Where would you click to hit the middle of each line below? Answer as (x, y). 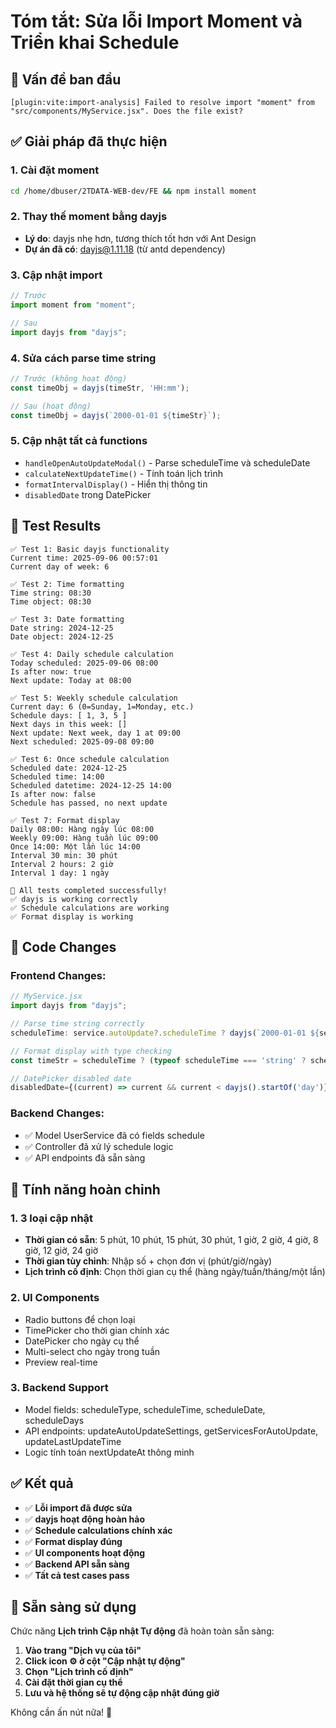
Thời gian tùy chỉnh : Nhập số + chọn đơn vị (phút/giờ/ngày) (148, 1261)
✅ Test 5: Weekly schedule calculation (94, 698)
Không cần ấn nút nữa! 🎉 (61, 1712)
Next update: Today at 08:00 (71, 680)
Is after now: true (51, 671)
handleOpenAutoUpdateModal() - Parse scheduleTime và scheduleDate (167, 462)
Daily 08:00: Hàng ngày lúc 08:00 (82, 829)
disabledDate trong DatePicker (88, 494)
